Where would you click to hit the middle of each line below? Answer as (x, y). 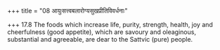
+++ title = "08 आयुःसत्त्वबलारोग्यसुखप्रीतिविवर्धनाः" (67, 11)
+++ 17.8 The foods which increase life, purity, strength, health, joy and (110, 25)
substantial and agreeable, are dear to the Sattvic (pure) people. (100, 39)
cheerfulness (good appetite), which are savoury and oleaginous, (102, 32)
